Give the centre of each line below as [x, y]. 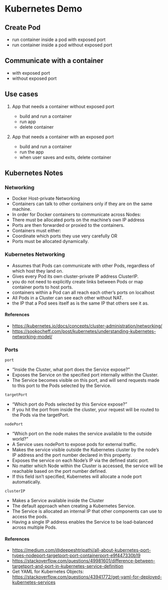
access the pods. [30, 517]
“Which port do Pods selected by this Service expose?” [69, 404]
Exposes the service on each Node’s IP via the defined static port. [80, 461]
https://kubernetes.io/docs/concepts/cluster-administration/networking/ [87, 326]
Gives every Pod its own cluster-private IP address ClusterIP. [75, 276]
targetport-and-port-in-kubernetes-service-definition [68, 566]
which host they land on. [38, 271]
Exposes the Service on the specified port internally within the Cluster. [85, 375]
